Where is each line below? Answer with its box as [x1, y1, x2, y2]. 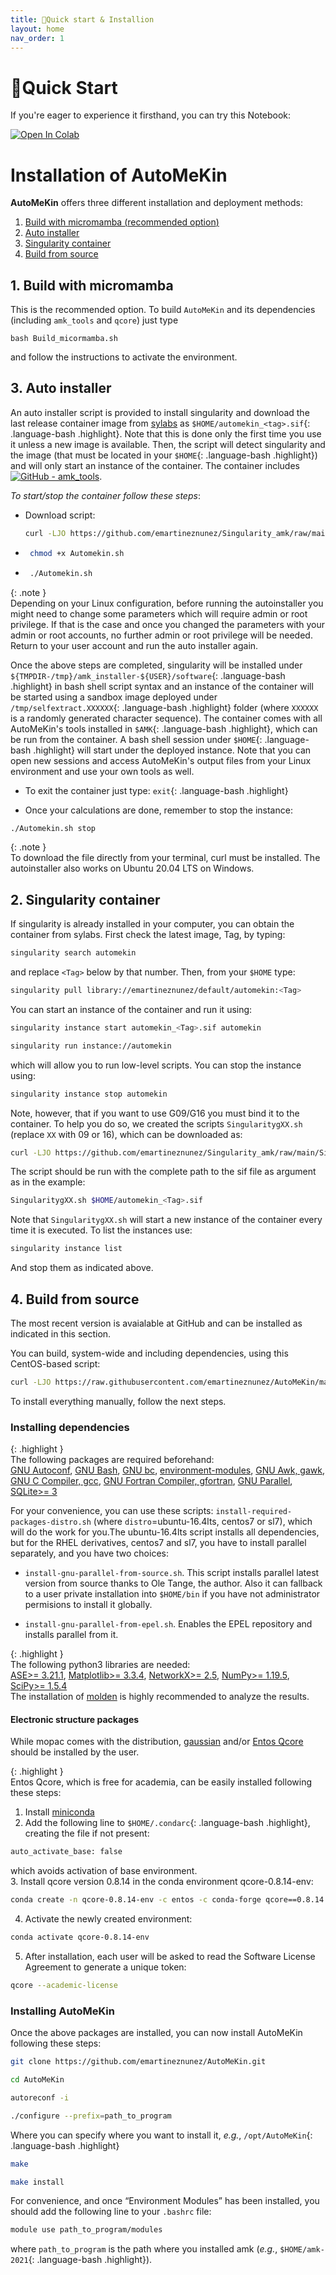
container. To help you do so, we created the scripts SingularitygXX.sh [10, 1117, 303, 1130]
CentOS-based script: [10, 1358, 101, 1370]
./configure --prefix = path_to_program [10, 2111, 172, 2121]
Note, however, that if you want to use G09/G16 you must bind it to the [10, 1107, 300, 1119]
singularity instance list [10, 1244, 123, 1254]
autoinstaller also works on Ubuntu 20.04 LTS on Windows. [10, 862, 255, 875]
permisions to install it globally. [24, 1599, 153, 1611]
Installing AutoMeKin [10, 2004, 115, 2018]
